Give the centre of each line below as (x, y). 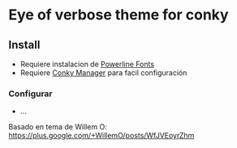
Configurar (30, 93)
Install (24, 45)
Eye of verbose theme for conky (118, 15)
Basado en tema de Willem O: (58, 127)
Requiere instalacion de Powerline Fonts (87, 64)
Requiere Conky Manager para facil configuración (103, 73)
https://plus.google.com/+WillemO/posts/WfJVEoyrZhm (101, 136)
